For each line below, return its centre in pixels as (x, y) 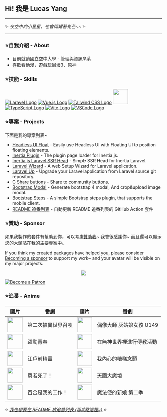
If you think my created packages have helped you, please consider (75, 253)
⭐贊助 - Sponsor (25, 223)
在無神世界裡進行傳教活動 (127, 342)
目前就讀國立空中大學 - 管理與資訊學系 (52, 59)
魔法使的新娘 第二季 (120, 393)
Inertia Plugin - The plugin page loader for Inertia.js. (65, 155)
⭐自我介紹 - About (27, 45)
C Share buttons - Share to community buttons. (61, 182)
